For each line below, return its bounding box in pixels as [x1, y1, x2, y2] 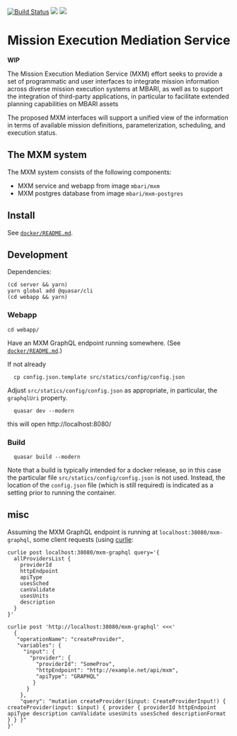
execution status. [7, 128, 58, 137]
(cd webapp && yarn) [7, 294, 69, 301]
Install [7, 210, 35, 222]
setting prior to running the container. [7, 488, 117, 497]
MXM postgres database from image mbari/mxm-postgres [17, 188, 184, 198]
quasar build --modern [13, 453, 81, 460]
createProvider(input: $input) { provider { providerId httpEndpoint [7, 703, 217, 711]
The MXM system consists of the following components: [7, 167, 172, 176]
